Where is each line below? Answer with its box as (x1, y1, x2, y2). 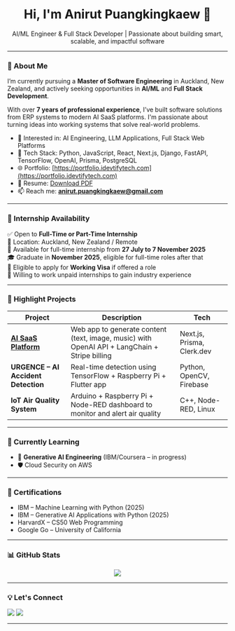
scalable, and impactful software (70, 36, 165, 45)
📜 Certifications (7, 487, 62, 497)
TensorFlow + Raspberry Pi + (70, 371, 166, 381)
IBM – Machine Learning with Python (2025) (17, 503, 145, 512)
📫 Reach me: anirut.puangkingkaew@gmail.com (17, 187, 164, 196)
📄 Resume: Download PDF (17, 179, 93, 188)
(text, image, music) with (70, 333, 152, 343)
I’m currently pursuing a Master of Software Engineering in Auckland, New (7, 77, 225, 86)
